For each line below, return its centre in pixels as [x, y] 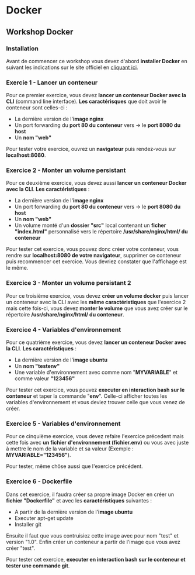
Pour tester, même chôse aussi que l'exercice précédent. [74, 466]
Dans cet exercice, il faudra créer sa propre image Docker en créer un [90, 494]
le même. [17, 268]
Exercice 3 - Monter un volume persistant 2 [69, 283]
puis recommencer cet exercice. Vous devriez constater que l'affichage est [96, 261]
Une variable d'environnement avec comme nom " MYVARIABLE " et [96, 373]
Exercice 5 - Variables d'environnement [63, 423]
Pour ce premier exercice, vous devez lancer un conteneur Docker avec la [96, 95]
